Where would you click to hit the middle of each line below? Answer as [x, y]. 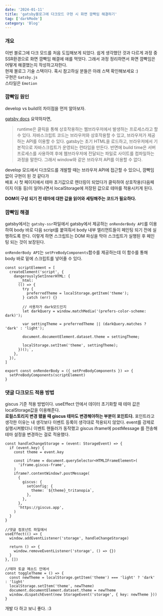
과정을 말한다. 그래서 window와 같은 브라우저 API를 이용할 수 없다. [80, 159]
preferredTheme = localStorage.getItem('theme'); [78, 293]
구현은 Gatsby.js [21, 77]
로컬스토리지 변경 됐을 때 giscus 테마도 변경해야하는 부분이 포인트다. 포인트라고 [80, 416]
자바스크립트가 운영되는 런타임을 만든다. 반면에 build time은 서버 [95, 147]
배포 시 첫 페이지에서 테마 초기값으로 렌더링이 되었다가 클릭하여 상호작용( [74, 182]
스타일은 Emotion [21, 83]
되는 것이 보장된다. [27, 242]
